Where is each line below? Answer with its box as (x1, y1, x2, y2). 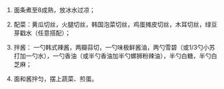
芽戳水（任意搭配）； (13, 29, 71, 37)
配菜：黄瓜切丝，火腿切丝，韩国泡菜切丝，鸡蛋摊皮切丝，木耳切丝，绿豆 (13, 20, 217, 29)
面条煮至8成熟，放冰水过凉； (13, 6, 96, 14)
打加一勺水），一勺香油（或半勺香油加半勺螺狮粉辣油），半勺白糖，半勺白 (13, 52, 217, 60)
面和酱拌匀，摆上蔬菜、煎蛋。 (13, 75, 98, 83)
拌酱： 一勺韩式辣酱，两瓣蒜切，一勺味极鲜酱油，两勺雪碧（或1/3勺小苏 (13, 43, 216, 51)
